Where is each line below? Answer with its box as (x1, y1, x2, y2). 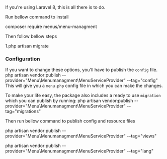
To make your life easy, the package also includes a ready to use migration (5, 92, 161, 98)
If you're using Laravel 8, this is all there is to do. (5, 4, 106, 10)
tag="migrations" (5, 108, 41, 114)
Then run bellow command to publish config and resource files (5, 118, 135, 124)
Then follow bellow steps (5, 33, 57, 39)
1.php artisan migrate (5, 43, 49, 49)
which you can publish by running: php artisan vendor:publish (5, 97, 133, 104)
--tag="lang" (126, 148, 154, 154)
